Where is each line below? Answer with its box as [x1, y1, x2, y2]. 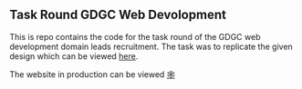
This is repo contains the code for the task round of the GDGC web [9, 31, 261, 42]
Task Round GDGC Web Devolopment [9, 7, 226, 23]
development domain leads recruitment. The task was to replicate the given [9, 41, 294, 52]
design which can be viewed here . [9, 50, 139, 62]
